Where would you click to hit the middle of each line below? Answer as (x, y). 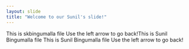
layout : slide (24, 11)
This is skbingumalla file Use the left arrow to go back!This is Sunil (87, 33)
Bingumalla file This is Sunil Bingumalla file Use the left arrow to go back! (95, 40)
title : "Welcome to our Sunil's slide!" (57, 17)
